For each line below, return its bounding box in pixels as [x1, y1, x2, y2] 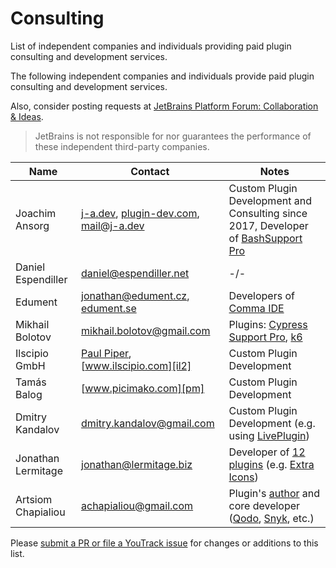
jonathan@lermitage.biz [81, 457, 193, 471]
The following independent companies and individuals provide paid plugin [10, 70, 315, 82]
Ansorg [15, 218, 50, 232]
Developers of [228, 288, 295, 302]
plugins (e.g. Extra [228, 457, 315, 471]
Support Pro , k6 [228, 330, 303, 344]
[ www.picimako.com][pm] [81, 381, 205, 395]
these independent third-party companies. [34, 140, 210, 152]
